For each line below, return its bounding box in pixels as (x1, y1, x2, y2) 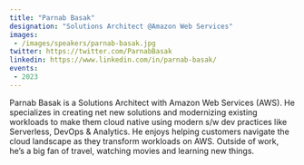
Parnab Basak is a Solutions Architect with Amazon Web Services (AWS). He (9, 97, 295, 108)
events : (9, 64, 39, 73)
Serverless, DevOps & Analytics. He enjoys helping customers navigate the (9, 126, 290, 137)
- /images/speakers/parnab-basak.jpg (13, 38, 156, 48)
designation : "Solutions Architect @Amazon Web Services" (9, 22, 233, 31)
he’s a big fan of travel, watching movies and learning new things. (9, 145, 255, 156)
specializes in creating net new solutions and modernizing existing (9, 106, 258, 118)
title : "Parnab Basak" (9, 13, 95, 23)
